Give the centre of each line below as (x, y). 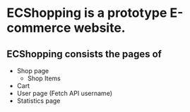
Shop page (33, 71)
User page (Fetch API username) (64, 93)
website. (99, 28)
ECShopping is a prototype (87, 13)
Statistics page (38, 101)
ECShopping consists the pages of (84, 54)
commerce (39, 28)
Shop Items (44, 78)
